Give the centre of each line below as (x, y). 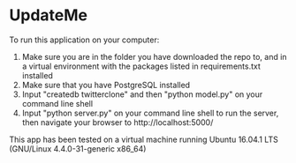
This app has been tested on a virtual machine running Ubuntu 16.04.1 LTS (144, 139)
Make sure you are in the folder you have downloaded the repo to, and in (154, 56)
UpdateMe (49, 15)
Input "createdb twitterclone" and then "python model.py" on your (142, 94)
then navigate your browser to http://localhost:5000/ (118, 122)
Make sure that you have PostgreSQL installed (106, 85)
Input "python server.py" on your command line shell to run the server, (150, 113)
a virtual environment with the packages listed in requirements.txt (141, 66)
